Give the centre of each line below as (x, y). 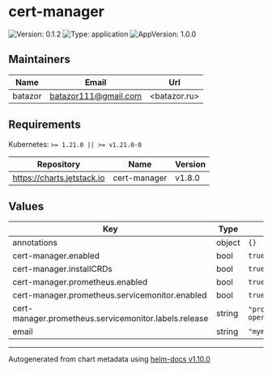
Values (26, 206)
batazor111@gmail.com (96, 95)
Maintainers (40, 59)
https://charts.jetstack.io (59, 178)
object (228, 243)
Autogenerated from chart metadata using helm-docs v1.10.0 (109, 359)
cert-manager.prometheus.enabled (80, 282)
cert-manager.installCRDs (63, 269)
